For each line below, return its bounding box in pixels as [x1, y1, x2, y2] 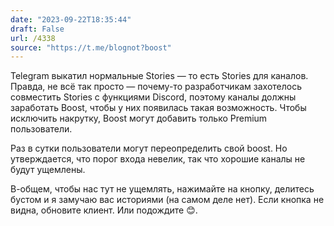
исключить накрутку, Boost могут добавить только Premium [10, 112, 268, 125]
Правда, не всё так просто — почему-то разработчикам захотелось [10, 81, 303, 93]
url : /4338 [10, 33, 56, 43]
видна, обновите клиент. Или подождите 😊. [10, 204, 198, 216]
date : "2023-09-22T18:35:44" [10, 14, 132, 25]
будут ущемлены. [10, 164, 86, 176]
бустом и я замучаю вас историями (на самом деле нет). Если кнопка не [10, 194, 325, 206]
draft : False [10, 24, 65, 34]
